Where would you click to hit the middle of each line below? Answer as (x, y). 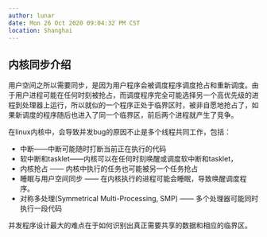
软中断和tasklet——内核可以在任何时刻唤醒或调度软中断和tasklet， (129, 159)
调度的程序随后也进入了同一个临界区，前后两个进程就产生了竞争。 (130, 115)
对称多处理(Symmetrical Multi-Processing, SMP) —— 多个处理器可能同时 (139, 199)
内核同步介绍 (40, 64)
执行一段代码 (41, 208)
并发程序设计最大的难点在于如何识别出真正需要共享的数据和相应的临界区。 (130, 225)
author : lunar (32, 16)
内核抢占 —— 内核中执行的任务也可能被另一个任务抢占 (109, 169)
